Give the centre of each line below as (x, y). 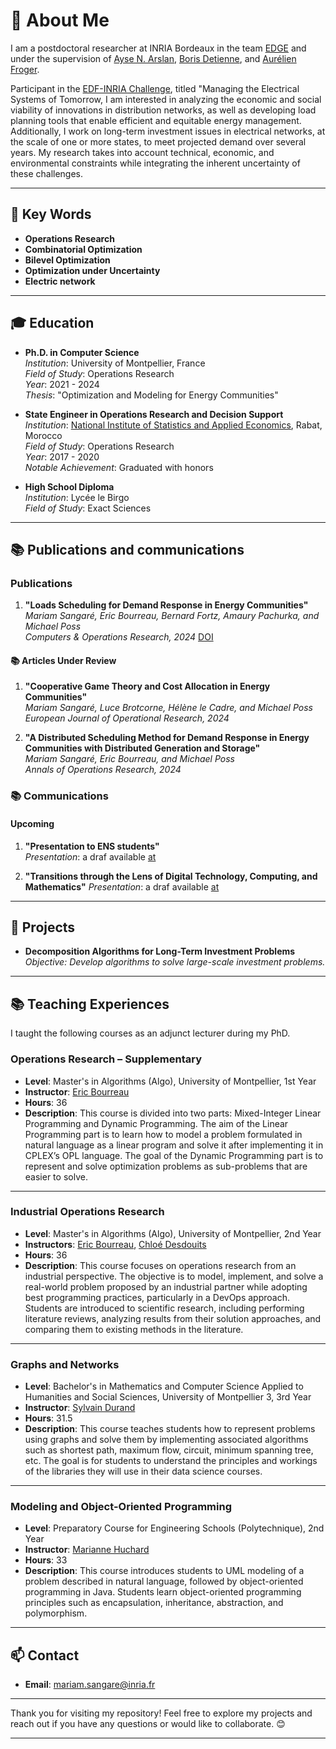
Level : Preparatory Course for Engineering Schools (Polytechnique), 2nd (174, 1528)
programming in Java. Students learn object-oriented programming (163, 1592)
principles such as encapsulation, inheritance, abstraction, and (154, 1603)
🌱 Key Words (51, 214)
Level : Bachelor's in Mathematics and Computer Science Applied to (164, 1386)
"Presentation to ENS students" (92, 846)
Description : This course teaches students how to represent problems (170, 1429)
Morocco (43, 435)
